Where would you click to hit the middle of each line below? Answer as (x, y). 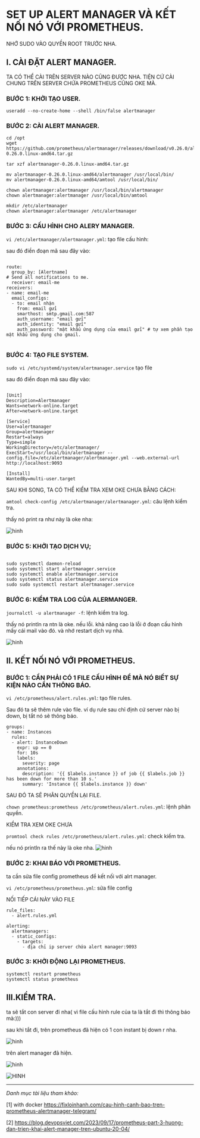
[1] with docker (24, 1105)
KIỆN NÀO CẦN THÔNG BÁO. (49, 685)
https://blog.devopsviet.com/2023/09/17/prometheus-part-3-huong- (99, 1123)
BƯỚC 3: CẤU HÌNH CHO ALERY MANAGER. (71, 226)
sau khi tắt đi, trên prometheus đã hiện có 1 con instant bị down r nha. (92, 1030)
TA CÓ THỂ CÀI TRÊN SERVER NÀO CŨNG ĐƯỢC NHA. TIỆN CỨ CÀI (90, 77)
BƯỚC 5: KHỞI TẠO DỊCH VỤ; (49, 546)
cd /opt (16, 138)
